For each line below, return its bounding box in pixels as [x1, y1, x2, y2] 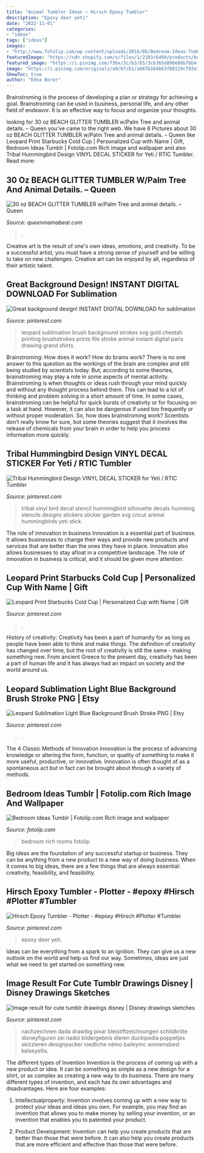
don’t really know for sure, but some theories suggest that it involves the [6, 418, 188, 425]
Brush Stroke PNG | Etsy [6, 693, 100, 703]
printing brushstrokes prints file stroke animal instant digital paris [21, 335, 184, 342]
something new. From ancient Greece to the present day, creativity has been [6, 653, 197, 661]
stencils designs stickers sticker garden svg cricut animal [21, 511, 165, 518]
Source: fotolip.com [6, 826, 56, 833]
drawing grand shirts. [21, 342, 75, 349]
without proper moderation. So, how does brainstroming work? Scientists [6, 412, 189, 419]
